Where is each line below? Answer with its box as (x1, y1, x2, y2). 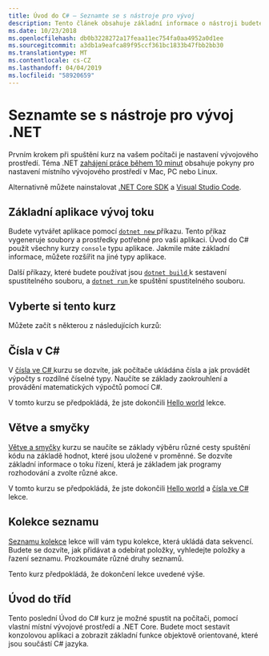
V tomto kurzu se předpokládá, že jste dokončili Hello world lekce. (8, 398, 227, 407)
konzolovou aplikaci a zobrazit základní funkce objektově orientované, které (8, 630, 259, 640)
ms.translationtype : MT (8, 49, 88, 57)
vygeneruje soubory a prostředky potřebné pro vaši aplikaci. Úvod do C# (8, 235, 250, 245)
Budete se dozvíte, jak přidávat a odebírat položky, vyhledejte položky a (8, 545, 246, 554)
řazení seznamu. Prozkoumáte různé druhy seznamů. (8, 553, 184, 563)
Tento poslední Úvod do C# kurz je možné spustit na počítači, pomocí (8, 613, 239, 623)
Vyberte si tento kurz (8, 299, 116, 313)
